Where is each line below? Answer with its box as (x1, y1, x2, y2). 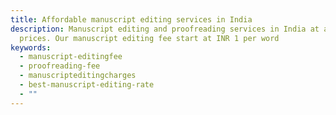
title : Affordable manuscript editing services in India (10, 14, 253, 25)
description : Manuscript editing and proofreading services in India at (10, 24, 320, 34)
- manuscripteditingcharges (19, 71, 137, 81)
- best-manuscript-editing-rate (19, 80, 155, 90)
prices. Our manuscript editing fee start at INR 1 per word (19, 33, 280, 43)
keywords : (10, 42, 52, 53)
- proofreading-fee (19, 61, 101, 71)
